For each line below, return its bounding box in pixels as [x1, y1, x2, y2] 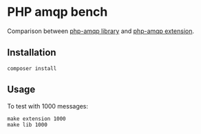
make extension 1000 [7, 115, 67, 122]
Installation [7, 47, 56, 58]
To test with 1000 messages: [7, 102, 88, 110]
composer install [7, 65, 57, 72]
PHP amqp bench [7, 4, 108, 20]
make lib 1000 [7, 121, 48, 128]
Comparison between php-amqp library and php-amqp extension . [7, 27, 195, 35]
